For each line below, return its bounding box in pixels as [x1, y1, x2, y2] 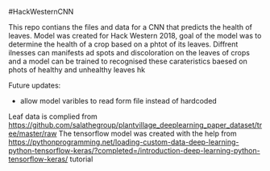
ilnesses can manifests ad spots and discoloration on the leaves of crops [8, 48, 250, 57]
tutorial [69, 154, 93, 164]
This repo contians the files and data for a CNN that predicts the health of [8, 22, 252, 31]
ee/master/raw [8, 128, 57, 138]
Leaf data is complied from [8, 112, 98, 121]
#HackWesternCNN [8, 7, 74, 16]
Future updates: [8, 80, 61, 90]
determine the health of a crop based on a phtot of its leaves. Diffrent [8, 39, 239, 49]
